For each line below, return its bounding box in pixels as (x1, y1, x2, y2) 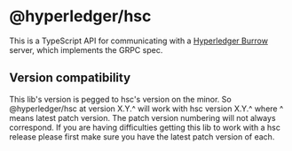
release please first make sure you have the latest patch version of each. (9, 131, 275, 142)
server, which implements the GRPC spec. (9, 44, 163, 55)
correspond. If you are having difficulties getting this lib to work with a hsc (9, 122, 281, 132)
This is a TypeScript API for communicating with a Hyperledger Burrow (9, 35, 269, 46)
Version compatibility (9, 71, 131, 86)
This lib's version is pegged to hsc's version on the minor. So (9, 94, 233, 104)
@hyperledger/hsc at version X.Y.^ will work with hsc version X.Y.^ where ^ (9, 103, 284, 114)
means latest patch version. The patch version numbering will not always (9, 112, 277, 123)
